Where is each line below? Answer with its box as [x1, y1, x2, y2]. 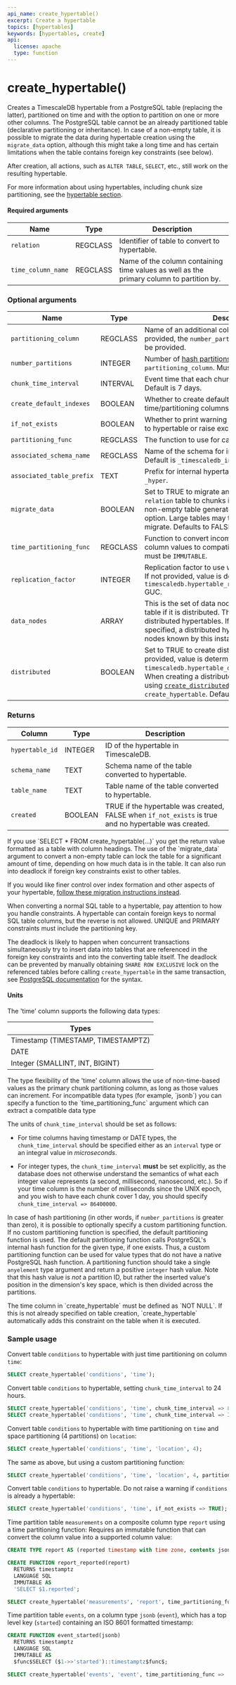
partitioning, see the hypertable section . [7, 190, 123, 198]
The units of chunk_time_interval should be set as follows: [7, 1120, 177, 1128]
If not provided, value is [144, 572, 222, 581]
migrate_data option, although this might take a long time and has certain [7, 140, 219, 149]
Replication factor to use [144, 562, 225, 572]
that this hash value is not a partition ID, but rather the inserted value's [7, 1273, 211, 1281]
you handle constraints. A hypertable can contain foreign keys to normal [7, 909, 216, 917]
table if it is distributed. [144, 607, 220, 617]
